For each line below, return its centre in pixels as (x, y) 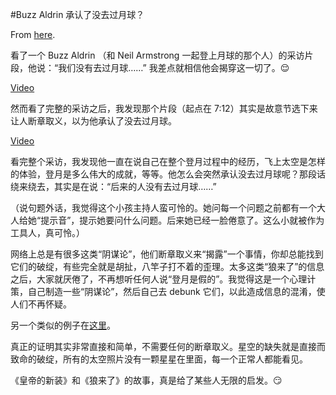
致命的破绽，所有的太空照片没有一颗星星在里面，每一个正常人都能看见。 (159, 359)
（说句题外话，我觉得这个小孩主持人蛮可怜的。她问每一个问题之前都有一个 (163, 207)
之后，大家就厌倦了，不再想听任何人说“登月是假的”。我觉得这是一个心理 (159, 279)
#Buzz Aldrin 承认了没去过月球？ (77, 14)
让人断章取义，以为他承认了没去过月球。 (93, 121)
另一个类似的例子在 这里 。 (63, 325)
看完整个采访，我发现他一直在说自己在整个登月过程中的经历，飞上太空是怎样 (168, 161)
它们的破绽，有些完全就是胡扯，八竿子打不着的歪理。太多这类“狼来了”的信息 (167, 266)
